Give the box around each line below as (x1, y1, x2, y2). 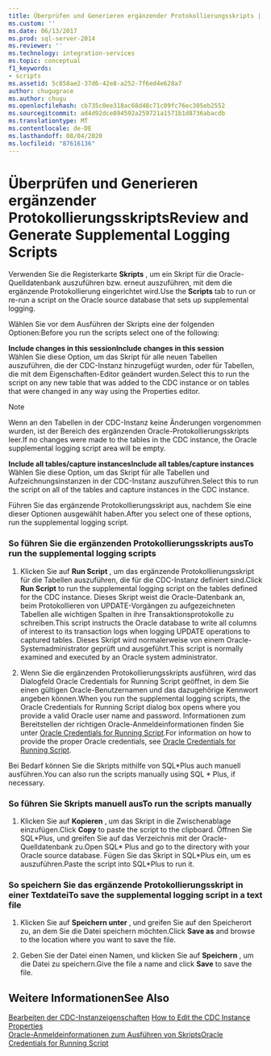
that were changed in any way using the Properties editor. (8, 387, 200, 396)
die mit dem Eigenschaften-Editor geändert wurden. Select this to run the (8, 369, 250, 379)
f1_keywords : (8, 65, 52, 73)
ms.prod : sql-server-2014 (8, 34, 95, 43)
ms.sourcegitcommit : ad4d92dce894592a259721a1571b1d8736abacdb (8, 110, 226, 118)
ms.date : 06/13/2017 (8, 27, 78, 35)
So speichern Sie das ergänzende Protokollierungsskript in (8, 879, 244, 890)
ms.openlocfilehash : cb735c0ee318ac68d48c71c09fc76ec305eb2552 (8, 102, 226, 110)
